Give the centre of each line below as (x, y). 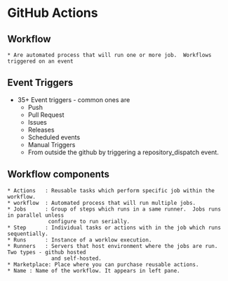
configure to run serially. (89, 221)
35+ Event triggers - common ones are (74, 99)
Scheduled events (54, 137)
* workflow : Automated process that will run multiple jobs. (102, 203)
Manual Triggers (52, 144)
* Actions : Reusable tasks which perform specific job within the (111, 191)
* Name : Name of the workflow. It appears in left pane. (94, 270)
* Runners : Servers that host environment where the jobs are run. (113, 246)
